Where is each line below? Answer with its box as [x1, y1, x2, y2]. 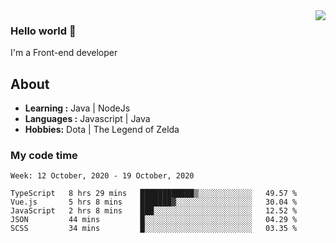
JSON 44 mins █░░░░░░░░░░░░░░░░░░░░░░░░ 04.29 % [10, 215, 298, 225]
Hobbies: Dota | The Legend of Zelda [24, 124, 180, 136]
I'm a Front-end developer [10, 47, 118, 59]
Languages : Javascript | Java [24, 113, 151, 125]
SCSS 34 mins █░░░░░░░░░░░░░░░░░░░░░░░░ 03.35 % [10, 224, 298, 234]
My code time [10, 149, 78, 163]
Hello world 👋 [10, 24, 77, 38]
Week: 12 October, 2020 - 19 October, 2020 [10, 171, 195, 181]
